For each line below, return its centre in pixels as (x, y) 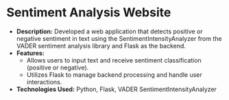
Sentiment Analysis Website (89, 13)
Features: (31, 53)
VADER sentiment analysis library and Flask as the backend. (101, 46)
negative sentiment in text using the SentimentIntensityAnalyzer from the (119, 38)
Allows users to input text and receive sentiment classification (114, 60)
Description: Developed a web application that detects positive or (109, 31)
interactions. (44, 82)
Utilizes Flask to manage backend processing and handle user (114, 74)
